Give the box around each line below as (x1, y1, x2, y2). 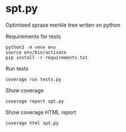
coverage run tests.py (5, 76, 62, 82)
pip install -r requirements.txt (5, 54, 88, 60)
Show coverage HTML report (5, 108, 76, 115)
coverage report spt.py (5, 98, 64, 104)
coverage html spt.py (5, 120, 59, 126)
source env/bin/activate (5, 49, 67, 55)
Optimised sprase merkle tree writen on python (5, 21, 121, 28)
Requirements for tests (5, 33, 62, 40)
